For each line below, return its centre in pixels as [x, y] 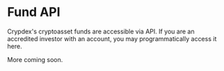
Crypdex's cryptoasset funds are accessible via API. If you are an [101, 31]
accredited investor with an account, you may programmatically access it [112, 38]
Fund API [34, 12]
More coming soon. [35, 59]
